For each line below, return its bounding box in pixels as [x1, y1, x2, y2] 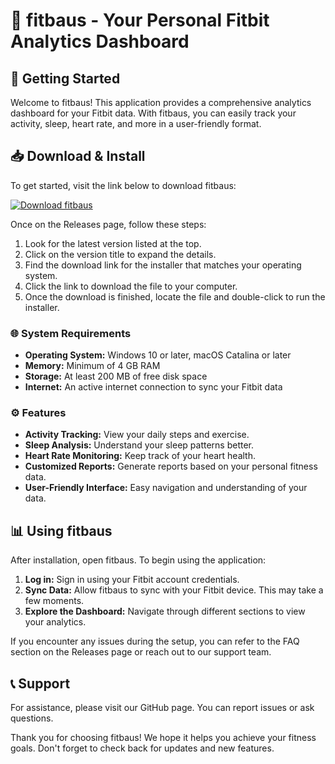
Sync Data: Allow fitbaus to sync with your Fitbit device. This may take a [24, 584, 324, 596]
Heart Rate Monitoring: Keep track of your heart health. [24, 450, 257, 462]
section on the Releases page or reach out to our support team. [10, 646, 272, 658]
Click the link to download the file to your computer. [24, 280, 238, 292]
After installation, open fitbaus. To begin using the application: [10, 554, 267, 566]
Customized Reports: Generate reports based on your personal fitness [24, 460, 318, 473]
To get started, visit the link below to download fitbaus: [10, 179, 237, 191]
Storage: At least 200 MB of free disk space [24, 370, 208, 383]
